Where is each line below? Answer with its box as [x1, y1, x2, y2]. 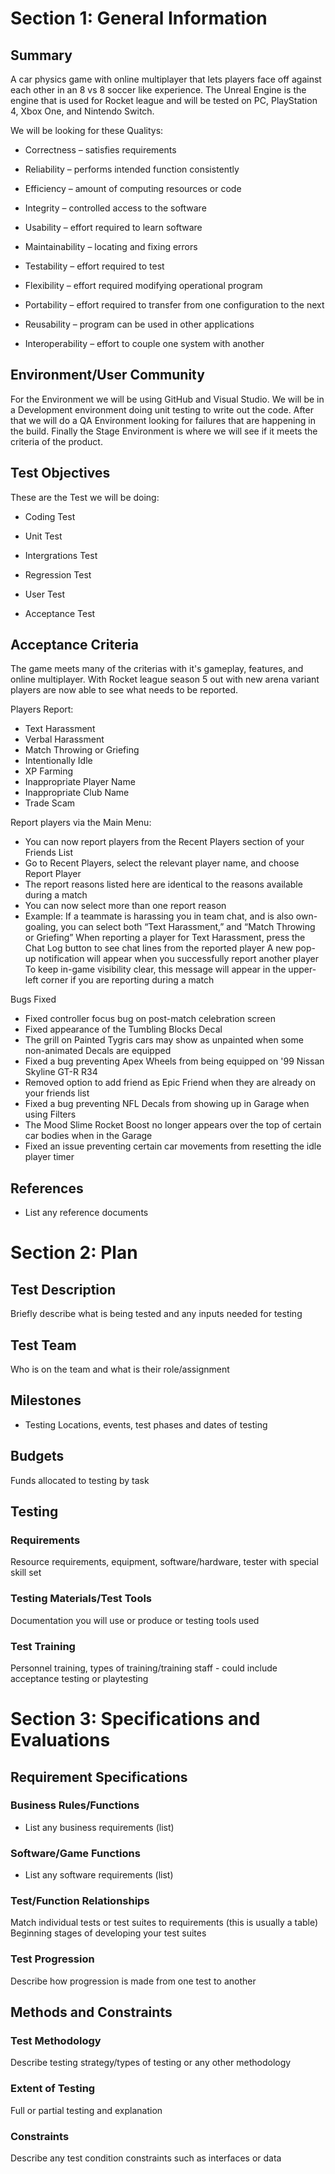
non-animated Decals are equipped [24, 1045, 172, 1057]
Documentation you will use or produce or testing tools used [10, 1614, 260, 1626]
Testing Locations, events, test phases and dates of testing [24, 1418, 268, 1431]
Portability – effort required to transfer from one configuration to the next [24, 299, 325, 311]
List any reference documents [24, 1207, 149, 1219]
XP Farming [24, 765, 74, 777]
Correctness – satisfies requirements [24, 144, 177, 156]
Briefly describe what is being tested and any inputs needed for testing [10, 1308, 303, 1320]
